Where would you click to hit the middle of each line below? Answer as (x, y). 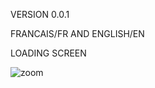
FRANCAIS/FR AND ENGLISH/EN (77, 33)
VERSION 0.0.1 (40, 14)
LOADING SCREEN (48, 53)
